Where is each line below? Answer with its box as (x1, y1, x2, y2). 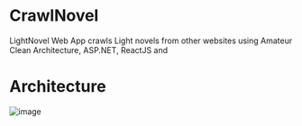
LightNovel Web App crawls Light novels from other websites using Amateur (9, 35, 293, 46)
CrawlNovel (9, 5, 99, 26)
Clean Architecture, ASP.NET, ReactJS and (9, 44, 169, 55)
